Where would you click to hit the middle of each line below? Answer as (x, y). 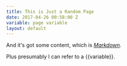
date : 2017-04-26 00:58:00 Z (42, 17)
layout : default (26, 28)
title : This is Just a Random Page (50, 12)
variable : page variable (37, 23)
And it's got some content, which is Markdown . (64, 45)
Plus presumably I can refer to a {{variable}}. (61, 56)
